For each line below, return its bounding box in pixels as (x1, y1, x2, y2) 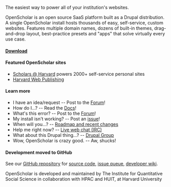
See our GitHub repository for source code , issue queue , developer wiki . (5, 161, 158, 167)
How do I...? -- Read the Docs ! (12, 105, 77, 111)
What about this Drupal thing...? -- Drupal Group (12, 132, 114, 138)
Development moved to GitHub (5, 149, 73, 155)
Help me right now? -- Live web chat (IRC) (12, 127, 102, 133)
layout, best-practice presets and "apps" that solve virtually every (26, 31, 165, 36)
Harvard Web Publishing (12, 76, 65, 82)
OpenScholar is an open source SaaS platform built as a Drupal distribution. (5, 14, 165, 20)
